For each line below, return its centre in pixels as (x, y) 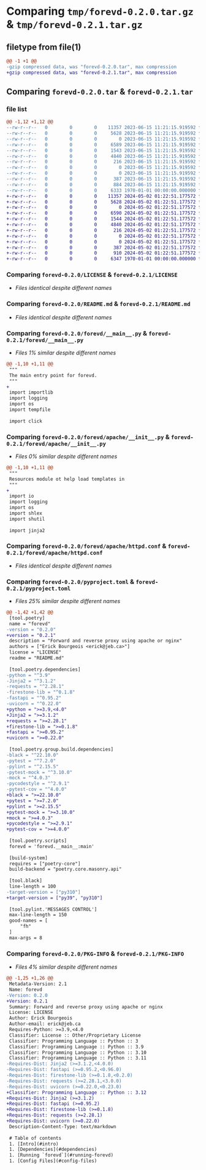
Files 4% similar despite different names (66, 967)
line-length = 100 (32, 887)
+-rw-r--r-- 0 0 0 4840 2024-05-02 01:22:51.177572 (101, 225)
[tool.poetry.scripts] (38, 841)
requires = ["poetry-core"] (45, 864)
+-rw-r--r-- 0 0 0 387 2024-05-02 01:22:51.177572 (101, 248)
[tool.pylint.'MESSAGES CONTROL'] (53, 909)
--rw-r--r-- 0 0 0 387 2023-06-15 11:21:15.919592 (101, 179)
